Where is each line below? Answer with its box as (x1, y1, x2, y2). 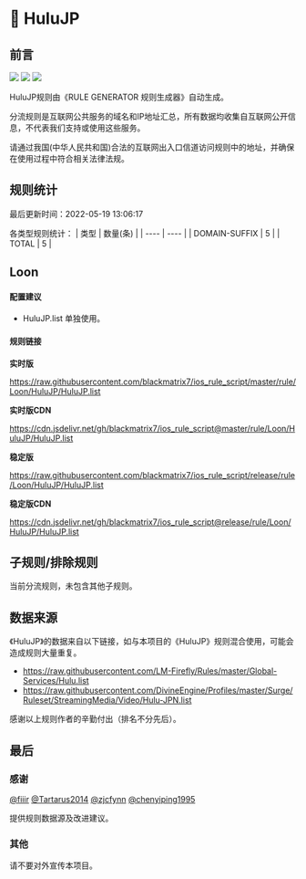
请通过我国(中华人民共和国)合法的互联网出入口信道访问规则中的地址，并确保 (9, 141, 295, 152)
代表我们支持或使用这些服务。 (33, 122, 146, 133)
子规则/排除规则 (9, 555, 98, 570)
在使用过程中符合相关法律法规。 (9, 153, 129, 163)
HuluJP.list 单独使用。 (22, 313, 106, 324)
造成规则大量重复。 (9, 647, 82, 658)
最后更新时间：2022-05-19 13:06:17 (9, 208, 144, 219)
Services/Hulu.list (22, 675, 89, 686)
